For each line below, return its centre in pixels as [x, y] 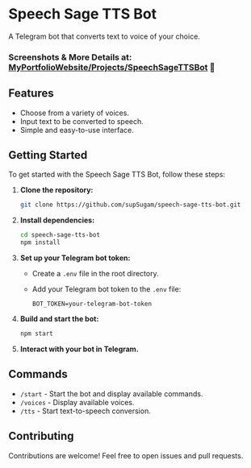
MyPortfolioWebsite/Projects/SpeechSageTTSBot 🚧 [112, 67]
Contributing [41, 436]
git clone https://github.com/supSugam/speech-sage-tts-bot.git [130, 205]
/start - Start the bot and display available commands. [111, 393]
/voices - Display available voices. [77, 402]
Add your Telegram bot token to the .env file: [107, 289]
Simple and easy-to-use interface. [77, 130]
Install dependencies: [57, 220]
